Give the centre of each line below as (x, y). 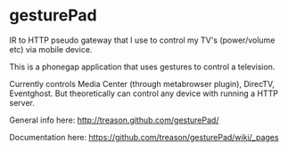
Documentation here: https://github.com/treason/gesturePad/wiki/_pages (144, 137)
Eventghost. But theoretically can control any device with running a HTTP (144, 93)
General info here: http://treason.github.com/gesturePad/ (114, 120)
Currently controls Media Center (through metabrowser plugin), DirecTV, (142, 83)
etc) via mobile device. (51, 49)
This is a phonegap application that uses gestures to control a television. (142, 67)
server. (22, 102)
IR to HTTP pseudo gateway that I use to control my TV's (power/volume (142, 40)
